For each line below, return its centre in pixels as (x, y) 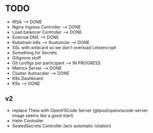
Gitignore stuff (26, 58)
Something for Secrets (34, 52)
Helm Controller (28, 120)
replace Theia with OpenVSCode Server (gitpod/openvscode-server (80, 110)
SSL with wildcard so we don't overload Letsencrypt (64, 47)
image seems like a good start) (43, 115)
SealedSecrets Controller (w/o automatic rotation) (61, 126)
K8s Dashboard (28, 78)
